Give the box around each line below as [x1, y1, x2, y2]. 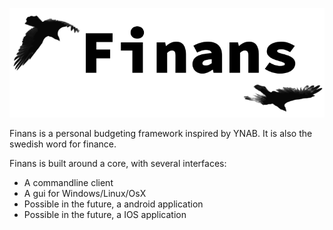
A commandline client [23, 177, 114, 189]
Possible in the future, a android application [23, 198, 204, 210]
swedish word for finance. [9, 138, 117, 150]
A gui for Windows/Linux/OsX [23, 188, 147, 200]
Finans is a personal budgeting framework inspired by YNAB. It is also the [9, 128, 313, 140]
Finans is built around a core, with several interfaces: [9, 158, 227, 170]
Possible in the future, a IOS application [23, 209, 187, 221]
